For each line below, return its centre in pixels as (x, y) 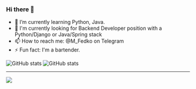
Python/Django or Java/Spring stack (58, 35)
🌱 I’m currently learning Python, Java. (60, 22)
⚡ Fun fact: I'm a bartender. (47, 50)
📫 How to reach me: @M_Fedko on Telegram (69, 41)
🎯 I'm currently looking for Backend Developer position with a (88, 28)
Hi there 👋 (20, 9)
